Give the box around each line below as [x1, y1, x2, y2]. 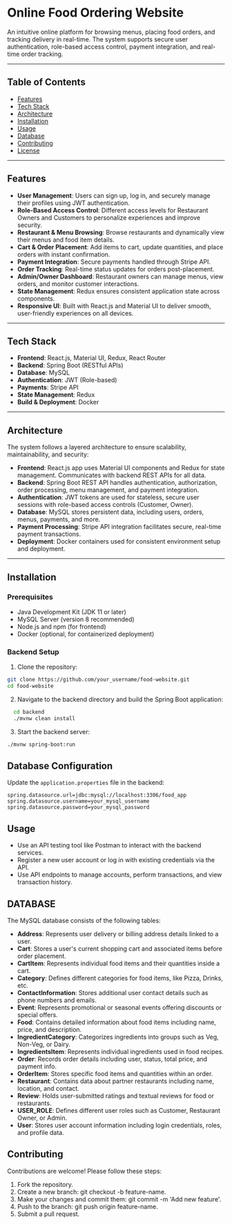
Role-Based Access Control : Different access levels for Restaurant [17, 206, 209, 214]
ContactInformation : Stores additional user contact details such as [17, 988, 209, 996]
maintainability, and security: [7, 450, 89, 458]
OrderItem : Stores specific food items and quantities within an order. [17, 1069, 213, 1078]
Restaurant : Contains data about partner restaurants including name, [17, 1077, 214, 1085]
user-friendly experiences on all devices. [17, 309, 134, 317]
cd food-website [7, 683, 54, 690]
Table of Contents [7, 76, 86, 88]
